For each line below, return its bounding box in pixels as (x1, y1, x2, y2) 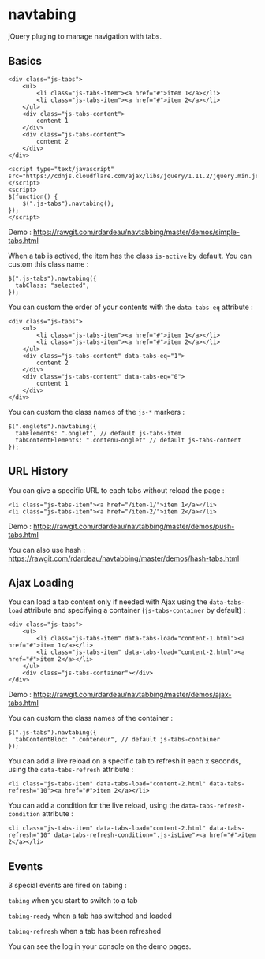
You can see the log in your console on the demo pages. (8, 942, 192, 951)
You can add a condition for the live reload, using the (8, 800, 180, 810)
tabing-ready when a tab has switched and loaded (8, 911, 172, 920)
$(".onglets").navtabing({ (8, 422, 97, 431)
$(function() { (8, 192, 58, 200)
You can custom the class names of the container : (8, 714, 174, 723)
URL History (8, 465, 69, 478)
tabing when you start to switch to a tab (8, 896, 138, 905)
